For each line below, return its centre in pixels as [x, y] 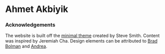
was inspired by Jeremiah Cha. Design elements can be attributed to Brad [81, 41]
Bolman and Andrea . [26, 46]
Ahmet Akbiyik [37, 9]
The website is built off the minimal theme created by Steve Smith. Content [82, 35]
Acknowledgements [30, 25]
